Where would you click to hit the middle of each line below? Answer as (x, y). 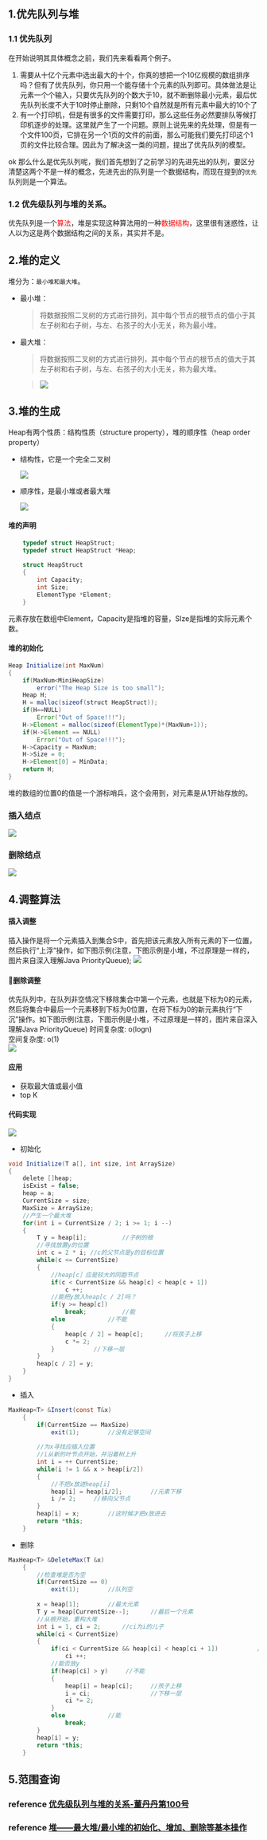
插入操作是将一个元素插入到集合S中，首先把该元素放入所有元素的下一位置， (132, 941)
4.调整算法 (35, 899)
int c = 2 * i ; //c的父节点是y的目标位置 (101, 1253)
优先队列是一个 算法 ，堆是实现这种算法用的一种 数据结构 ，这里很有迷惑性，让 (133, 222)
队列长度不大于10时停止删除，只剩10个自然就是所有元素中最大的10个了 (142, 104)
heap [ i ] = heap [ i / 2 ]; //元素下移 (116, 1492)
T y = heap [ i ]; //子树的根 (95, 1238)
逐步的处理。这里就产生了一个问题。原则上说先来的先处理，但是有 (142, 124)
